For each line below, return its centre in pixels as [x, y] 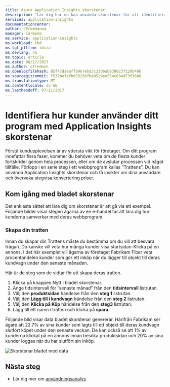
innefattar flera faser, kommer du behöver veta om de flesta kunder [75, 156]
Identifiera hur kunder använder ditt [82, 115]
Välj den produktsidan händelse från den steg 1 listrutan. [72, 293]
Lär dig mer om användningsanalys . [50, 379]
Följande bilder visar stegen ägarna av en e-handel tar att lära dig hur [77, 212]
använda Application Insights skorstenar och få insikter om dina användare [83, 173]
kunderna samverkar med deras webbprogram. [54, 217]
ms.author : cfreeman [27, 67]
